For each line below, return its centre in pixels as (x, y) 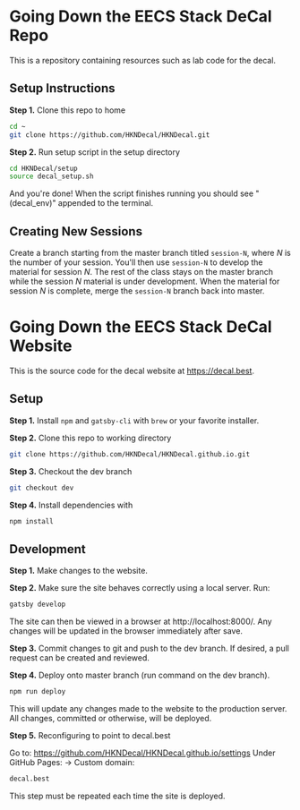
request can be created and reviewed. (80, 658)
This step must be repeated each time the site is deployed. (117, 796)
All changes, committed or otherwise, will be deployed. (111, 718)
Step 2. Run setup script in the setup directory (95, 152)
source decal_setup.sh (51, 176)
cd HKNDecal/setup (43, 168)
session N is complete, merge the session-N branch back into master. (137, 291)
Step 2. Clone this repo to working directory (90, 438)
